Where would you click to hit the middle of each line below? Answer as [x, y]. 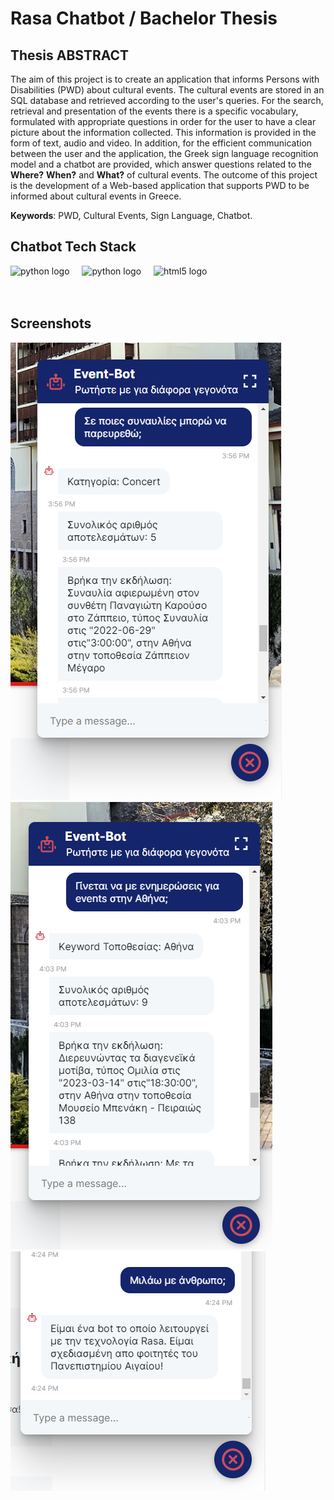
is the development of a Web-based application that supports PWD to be [160, 185]
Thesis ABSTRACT [70, 55]
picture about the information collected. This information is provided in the [163, 132]
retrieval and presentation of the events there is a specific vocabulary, [154, 111]
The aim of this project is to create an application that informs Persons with [165, 79]
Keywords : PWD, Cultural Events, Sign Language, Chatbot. [131, 215]
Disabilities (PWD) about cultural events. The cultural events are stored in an [167, 90]
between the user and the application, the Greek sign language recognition [164, 153]
